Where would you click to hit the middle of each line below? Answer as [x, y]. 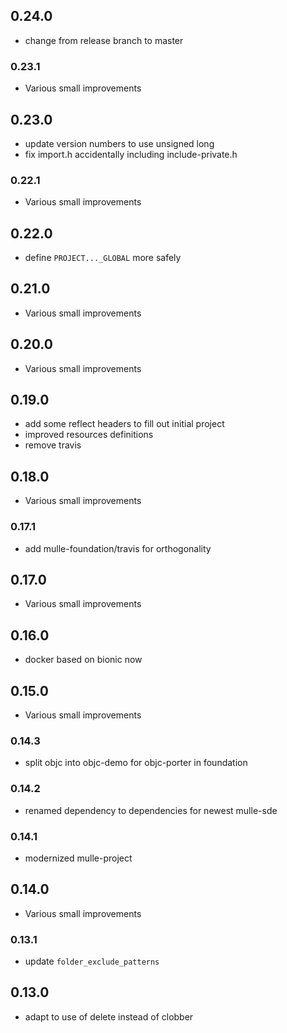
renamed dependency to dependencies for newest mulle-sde [151, 810]
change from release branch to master [104, 40]
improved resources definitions [89, 435]
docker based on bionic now [83, 660]
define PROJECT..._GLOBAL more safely [103, 258]
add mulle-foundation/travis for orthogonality [118, 548]
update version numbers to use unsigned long [119, 143]
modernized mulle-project [78, 858]
